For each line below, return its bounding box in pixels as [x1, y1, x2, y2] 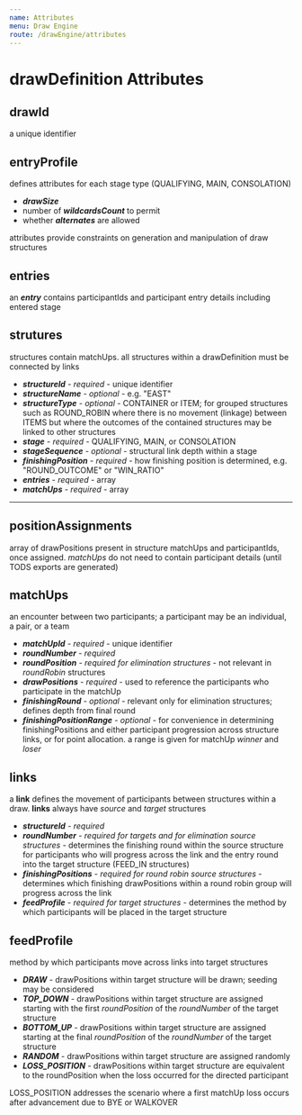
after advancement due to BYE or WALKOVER [9, 1097, 178, 1108]
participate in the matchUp [22, 686, 121, 697]
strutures [9, 328, 63, 343]
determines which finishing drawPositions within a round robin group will [22, 878, 292, 889]
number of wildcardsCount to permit [22, 205, 161, 216]
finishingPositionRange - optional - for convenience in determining [22, 715, 274, 726]
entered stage [9, 302, 61, 312]
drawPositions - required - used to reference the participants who [22, 676, 270, 687]
